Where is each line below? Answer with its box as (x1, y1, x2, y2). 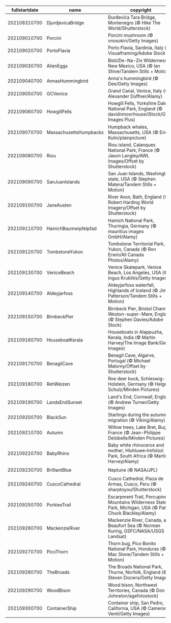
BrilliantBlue (46, 467, 72, 473)
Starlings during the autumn (107, 411, 166, 418)
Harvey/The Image (107, 339, 147, 345)
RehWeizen (46, 381, 70, 387)
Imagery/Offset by (107, 205, 146, 211)
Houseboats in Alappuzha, (107, 329, 163, 335)
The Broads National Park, (107, 564, 163, 570)
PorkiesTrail (46, 502, 71, 508)
